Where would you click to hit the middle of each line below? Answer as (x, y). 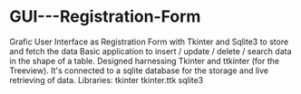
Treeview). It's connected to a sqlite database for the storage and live (139, 70)
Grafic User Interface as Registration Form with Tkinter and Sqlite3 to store (149, 42)
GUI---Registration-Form (105, 17)
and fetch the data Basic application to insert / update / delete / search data (150, 51)
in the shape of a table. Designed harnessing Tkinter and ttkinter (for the (144, 61)
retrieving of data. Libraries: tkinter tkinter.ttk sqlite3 (107, 80)
